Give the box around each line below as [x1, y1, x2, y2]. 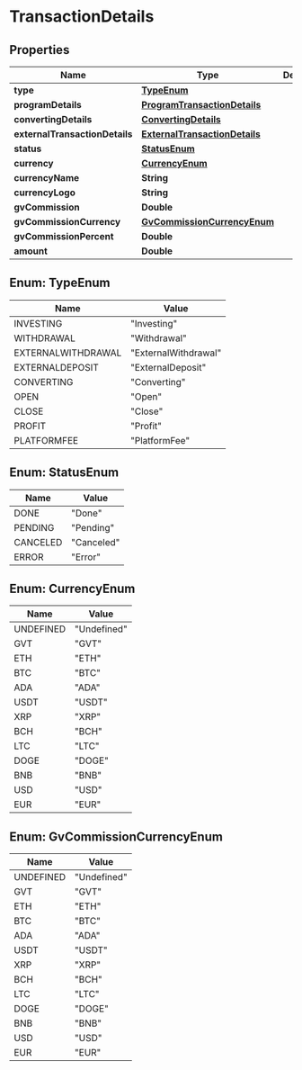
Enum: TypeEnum [9, 275, 111, 291]
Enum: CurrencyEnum [9, 581, 136, 597]
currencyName [13, 172, 80, 184]
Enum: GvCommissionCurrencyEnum [9, 829, 223, 844]
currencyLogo [13, 186, 76, 199]
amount [13, 245, 48, 257]
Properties [9, 42, 70, 58]
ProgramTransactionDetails [141, 99, 262, 111]
